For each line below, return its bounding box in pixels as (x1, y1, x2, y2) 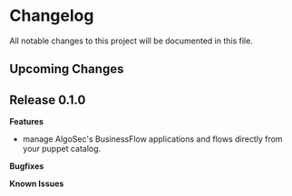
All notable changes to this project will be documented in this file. (9, 35, 254, 46)
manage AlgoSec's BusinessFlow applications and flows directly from (22, 134, 283, 145)
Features (9, 117, 44, 127)
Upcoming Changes (9, 61, 124, 77)
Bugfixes (9, 161, 44, 172)
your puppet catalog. (22, 144, 102, 154)
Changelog (9, 5, 94, 26)
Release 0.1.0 (9, 92, 86, 107)
